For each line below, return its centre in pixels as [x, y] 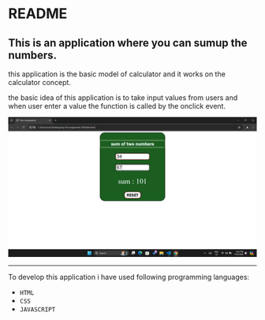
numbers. [33, 55]
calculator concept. [39, 82]
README [38, 14]
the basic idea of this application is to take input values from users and [123, 98]
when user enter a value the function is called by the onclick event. [117, 106]
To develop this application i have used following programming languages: [129, 277]
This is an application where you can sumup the [128, 43]
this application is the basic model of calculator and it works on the [117, 74]
